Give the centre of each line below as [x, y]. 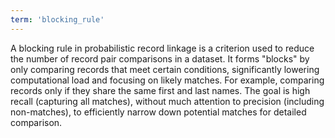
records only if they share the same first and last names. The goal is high [160, 90]
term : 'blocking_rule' [57, 19]
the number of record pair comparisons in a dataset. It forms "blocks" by [160, 58]
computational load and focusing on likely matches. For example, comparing [167, 80]
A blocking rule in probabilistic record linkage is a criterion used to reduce [162, 48]
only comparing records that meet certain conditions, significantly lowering [165, 69]
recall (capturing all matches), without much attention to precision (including [167, 101]
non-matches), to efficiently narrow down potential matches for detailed [158, 112]
